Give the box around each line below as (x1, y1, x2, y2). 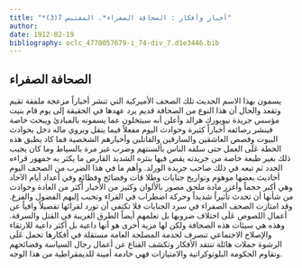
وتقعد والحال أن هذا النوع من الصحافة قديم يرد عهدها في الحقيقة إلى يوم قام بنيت (9, 105, 281, 116)
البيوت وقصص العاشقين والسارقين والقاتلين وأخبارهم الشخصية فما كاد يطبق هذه (9, 134, 279, 145)
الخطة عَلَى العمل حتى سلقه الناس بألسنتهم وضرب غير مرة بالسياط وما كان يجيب (9, 143, 282, 154)
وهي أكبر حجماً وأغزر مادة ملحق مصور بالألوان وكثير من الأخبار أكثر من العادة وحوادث (9, 182, 293, 192)
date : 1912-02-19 (9, 30, 75, 39)
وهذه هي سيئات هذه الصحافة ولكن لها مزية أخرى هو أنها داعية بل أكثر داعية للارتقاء (9, 219, 286, 230)
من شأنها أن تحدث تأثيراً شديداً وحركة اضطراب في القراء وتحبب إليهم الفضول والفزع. (9, 191, 294, 202)
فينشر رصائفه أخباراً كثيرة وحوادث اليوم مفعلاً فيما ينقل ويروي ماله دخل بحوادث (9, 124, 273, 135)
